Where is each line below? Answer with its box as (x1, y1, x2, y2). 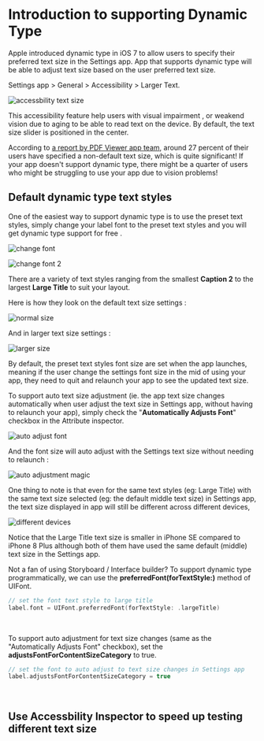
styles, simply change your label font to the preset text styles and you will (8, 220, 247, 229)
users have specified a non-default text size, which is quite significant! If (8, 151, 244, 161)
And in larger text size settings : (8, 328, 111, 338)
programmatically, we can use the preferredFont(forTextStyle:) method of (8, 572, 251, 582)
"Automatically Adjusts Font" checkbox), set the (8, 642, 163, 651)
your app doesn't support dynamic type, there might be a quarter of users (8, 159, 248, 169)
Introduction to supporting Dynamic (8, 6, 248, 24)
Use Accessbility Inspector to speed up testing (8, 710, 243, 723)
